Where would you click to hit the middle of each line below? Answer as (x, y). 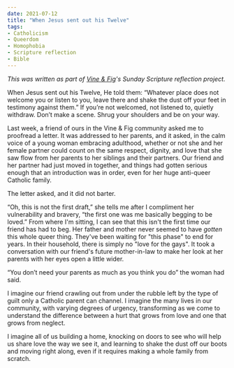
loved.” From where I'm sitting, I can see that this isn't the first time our (109, 222)
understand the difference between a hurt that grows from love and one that (117, 315)
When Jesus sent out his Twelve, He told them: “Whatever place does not (113, 92)
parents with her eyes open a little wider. (66, 259)
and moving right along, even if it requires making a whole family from (108, 351)
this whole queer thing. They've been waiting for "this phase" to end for (110, 236)
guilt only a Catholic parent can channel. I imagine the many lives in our (110, 300)
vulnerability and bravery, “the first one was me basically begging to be (110, 214)
